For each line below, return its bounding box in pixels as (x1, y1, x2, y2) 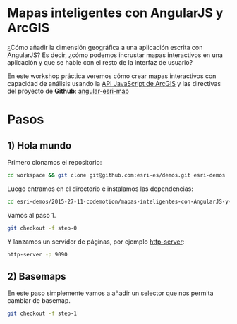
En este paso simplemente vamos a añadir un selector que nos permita (7, 289, 214, 297)
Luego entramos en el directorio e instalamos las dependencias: (7, 185, 194, 193)
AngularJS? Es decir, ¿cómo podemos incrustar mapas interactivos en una (7, 51, 224, 59)
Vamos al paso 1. (7, 211, 56, 219)
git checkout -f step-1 (7, 310, 78, 318)
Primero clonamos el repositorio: (7, 158, 102, 166)
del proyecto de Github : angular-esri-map (7, 87, 129, 95)
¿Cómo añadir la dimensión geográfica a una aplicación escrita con (7, 43, 203, 51)
